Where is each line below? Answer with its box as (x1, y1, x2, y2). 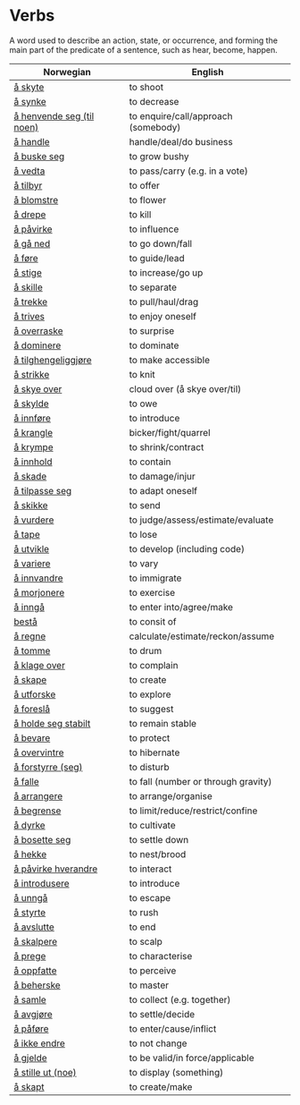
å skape (13, 673, 47, 685)
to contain (129, 455, 171, 468)
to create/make (129, 1080, 193, 1092)
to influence (129, 223, 179, 235)
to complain (129, 659, 179, 671)
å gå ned (13, 237, 51, 250)
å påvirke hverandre (13, 863, 98, 875)
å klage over (13, 659, 65, 671)
